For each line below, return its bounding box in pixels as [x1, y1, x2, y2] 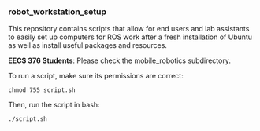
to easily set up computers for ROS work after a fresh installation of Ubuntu [8, 32, 253, 42]
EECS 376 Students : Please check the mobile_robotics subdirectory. [8, 56, 231, 65]
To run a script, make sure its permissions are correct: [8, 71, 184, 81]
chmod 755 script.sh [8, 86, 76, 94]
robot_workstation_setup [8, 6, 107, 17]
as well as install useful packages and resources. [8, 41, 168, 50]
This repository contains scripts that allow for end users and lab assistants [8, 24, 250, 34]
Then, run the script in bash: [8, 100, 100, 110]
